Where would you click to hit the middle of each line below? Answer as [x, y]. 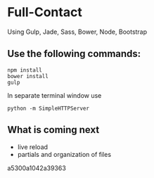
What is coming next [53, 130]
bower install [28, 76]
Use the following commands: [74, 54]
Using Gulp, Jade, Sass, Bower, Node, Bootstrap [77, 32]
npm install [25, 70]
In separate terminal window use [54, 95]
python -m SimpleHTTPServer [49, 108]
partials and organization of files [64, 154]
